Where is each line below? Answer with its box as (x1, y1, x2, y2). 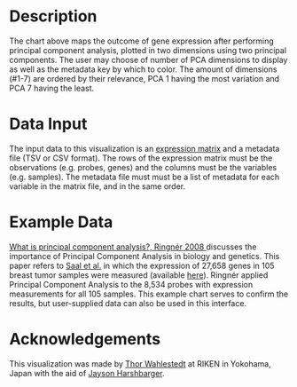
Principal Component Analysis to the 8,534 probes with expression (9, 279, 254, 289)
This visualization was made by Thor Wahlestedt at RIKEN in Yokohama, (9, 358, 272, 369)
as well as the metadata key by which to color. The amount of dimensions (9, 64, 277, 75)
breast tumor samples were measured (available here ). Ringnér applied (9, 269, 269, 280)
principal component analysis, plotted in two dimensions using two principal (9, 44, 286, 55)
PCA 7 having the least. (9, 83, 95, 93)
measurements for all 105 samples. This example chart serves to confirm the (9, 288, 289, 299)
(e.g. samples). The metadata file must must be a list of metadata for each (9, 171, 280, 182)
